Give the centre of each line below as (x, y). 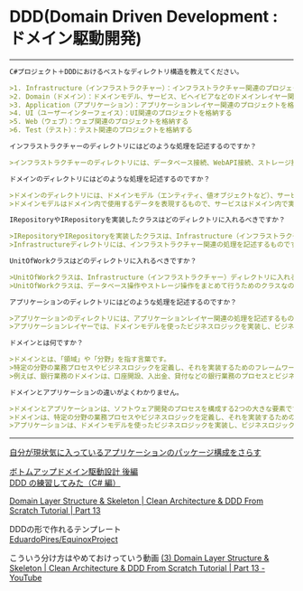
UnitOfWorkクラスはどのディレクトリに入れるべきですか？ (103, 261)
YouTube (26, 578)
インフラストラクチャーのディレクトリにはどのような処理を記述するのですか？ (133, 146)
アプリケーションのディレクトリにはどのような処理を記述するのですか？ (123, 302)
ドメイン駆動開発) (76, 39)
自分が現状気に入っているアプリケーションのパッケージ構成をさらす (135, 453)
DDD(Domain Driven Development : (144, 17)
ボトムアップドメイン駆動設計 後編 (73, 472)
